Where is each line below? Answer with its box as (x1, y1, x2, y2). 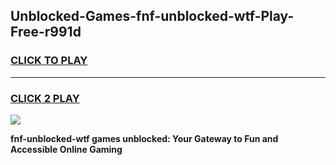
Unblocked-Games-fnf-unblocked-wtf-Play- (10, 8, 295, 25)
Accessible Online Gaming (10, 143, 123, 155)
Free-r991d (10, 24, 82, 41)
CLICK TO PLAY (10, 54, 88, 68)
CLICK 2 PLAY (10, 91, 80, 105)
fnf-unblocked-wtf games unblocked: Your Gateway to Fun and (10, 132, 279, 144)
